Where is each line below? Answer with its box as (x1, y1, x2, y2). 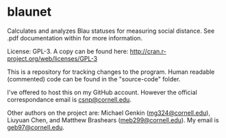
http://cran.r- (129, 47, 166, 55)
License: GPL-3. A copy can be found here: (7, 47, 129, 55)
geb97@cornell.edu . (7, 123, 65, 131)
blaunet (7, 4, 52, 20)
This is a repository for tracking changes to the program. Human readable (7, 68, 215, 76)
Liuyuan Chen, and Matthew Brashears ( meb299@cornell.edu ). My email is (7, 115, 219, 124)
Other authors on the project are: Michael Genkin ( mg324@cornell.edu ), (7, 109, 211, 117)
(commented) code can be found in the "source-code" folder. (7, 74, 181, 83)
